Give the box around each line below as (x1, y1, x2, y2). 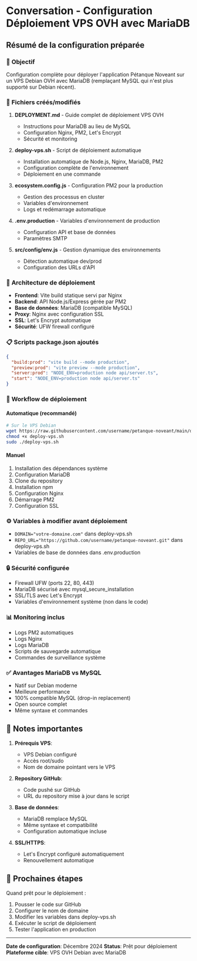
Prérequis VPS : (14, 739, 53, 746)
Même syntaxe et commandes (14, 707, 88, 714)
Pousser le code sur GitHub (14, 900, 81, 908)
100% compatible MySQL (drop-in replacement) (14, 695, 131, 702)
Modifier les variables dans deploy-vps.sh (14, 913, 116, 920)
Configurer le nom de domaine (14, 907, 89, 914)
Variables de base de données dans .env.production (14, 549, 141, 556)
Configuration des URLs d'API (23, 264, 96, 271)
